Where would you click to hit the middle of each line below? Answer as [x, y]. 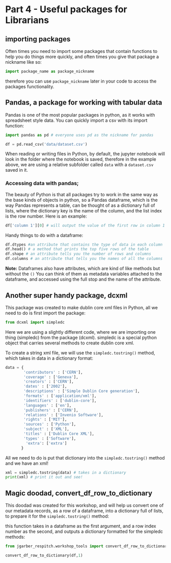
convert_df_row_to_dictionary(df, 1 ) [44, 555]
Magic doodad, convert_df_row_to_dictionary [79, 493]
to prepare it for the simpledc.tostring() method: [57, 516]
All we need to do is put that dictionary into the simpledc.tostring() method [85, 458]
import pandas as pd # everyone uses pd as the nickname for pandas [79, 135]
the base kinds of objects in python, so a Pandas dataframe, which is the [81, 200]
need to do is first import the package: [45, 313]
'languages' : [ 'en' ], [48, 405]
